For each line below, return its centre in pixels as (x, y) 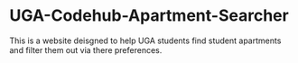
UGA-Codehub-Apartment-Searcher (149, 16)
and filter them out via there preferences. (86, 49)
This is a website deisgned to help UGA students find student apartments (145, 40)
